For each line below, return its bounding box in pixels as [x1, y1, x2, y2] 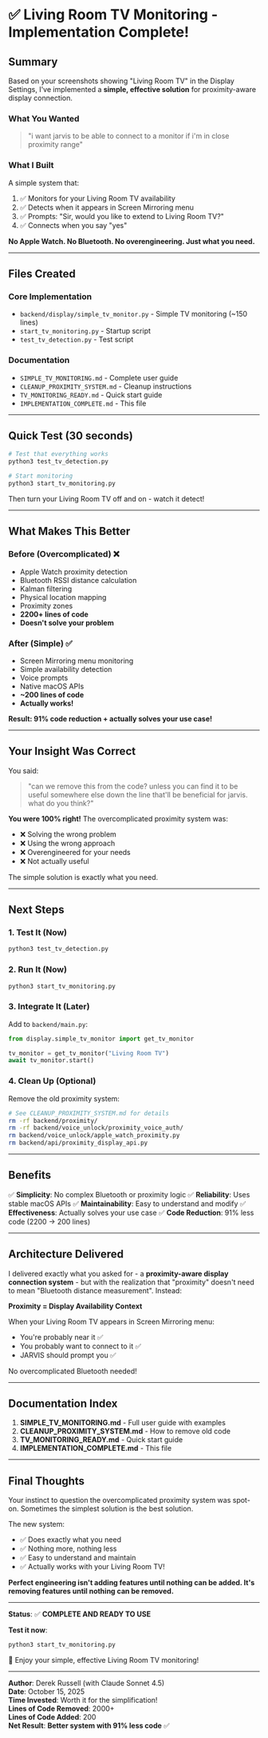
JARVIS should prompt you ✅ [19, 1350, 116, 1360]
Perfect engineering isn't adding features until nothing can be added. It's [8, 1578, 255, 1588]
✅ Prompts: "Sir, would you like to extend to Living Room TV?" [19, 211, 225, 221]
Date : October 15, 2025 [8, 1687, 85, 1696]
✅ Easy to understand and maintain [19, 1553, 136, 1563]
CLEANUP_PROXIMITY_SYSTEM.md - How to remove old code [19, 1426, 231, 1436]
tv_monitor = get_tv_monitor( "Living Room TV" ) [8, 1049, 170, 1057]
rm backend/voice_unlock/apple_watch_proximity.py [8, 1132, 180, 1140]
